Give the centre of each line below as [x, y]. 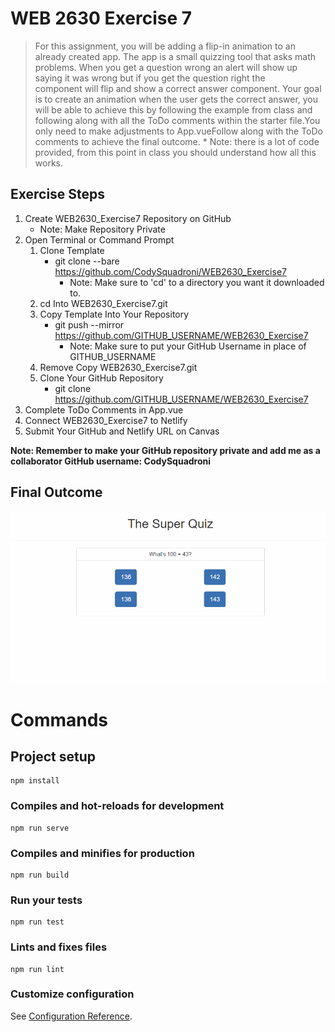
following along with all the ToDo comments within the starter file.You [177, 120]
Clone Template [72, 250]
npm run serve [40, 828]
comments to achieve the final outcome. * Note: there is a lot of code [177, 141]
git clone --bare [87, 261]
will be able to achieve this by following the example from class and [173, 109]
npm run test [37, 922]
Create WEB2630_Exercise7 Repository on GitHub [128, 218]
